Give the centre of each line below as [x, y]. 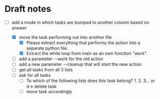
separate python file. [47, 48]
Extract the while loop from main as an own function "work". [87, 53]
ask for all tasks [35, 75]
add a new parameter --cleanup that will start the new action [80, 65]
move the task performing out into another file [65, 37]
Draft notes [28, 9]
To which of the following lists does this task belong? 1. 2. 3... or [91, 81]
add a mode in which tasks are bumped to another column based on [80, 22]
